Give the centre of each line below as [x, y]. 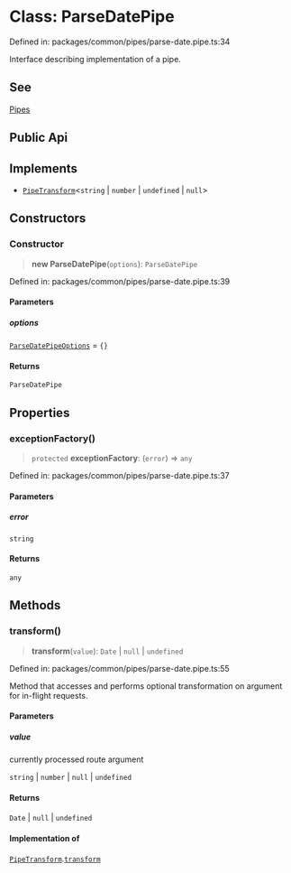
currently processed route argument [77, 759]
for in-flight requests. [49, 695]
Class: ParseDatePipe [92, 17]
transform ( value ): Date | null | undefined [107, 651]
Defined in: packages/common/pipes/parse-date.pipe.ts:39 [120, 281]
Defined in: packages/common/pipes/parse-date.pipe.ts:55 [119, 668]
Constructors [48, 218]
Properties [40, 413]
